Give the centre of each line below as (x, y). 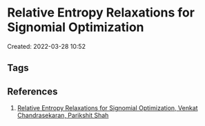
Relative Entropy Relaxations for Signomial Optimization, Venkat (107, 108)
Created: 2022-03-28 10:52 (47, 46)
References (32, 91)
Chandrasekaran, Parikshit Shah (63, 116)
